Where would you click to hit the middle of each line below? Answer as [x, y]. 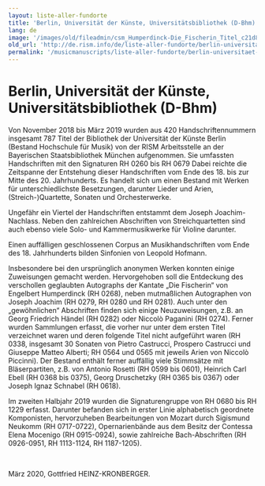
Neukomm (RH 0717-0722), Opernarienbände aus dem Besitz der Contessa [131, 426]
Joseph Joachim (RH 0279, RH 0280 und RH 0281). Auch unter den [118, 302]
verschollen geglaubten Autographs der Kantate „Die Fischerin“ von [118, 284]
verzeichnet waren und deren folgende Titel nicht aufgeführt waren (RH [124, 335]
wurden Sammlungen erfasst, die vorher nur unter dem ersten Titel [117, 327]
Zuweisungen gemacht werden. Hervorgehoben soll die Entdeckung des [126, 277]
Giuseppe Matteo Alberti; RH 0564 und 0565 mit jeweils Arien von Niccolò [129, 352]
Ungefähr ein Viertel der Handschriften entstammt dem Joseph [110, 212]
